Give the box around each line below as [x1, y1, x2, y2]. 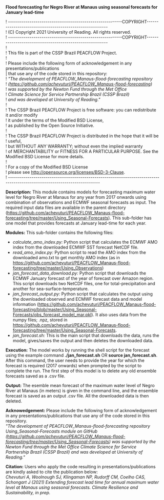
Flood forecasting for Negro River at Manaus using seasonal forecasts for [5, 4, 158, 10]
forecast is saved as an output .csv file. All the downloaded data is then [5, 393, 149, 398]
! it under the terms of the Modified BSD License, [5, 117, 104, 123]
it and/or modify [5, 112, 38, 118]
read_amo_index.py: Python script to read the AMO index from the [12, 250, 146, 255]
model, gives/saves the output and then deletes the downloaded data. [12, 338, 153, 343]
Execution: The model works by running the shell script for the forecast [5, 347, 150, 353]
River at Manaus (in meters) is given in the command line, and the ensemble [5, 388, 158, 394]
